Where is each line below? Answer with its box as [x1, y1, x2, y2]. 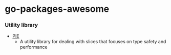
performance [19, 44, 48, 50]
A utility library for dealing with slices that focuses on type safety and [19, 39, 166, 45]
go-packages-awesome [5, 3, 110, 15]
